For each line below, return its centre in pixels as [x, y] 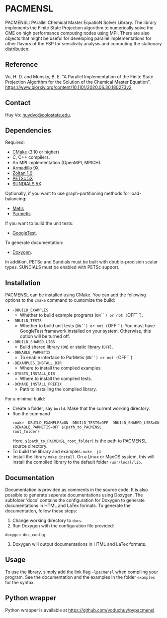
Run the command [31, 414]
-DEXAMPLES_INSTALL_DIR [37, 363]
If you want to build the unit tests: [39, 223]
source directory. [30, 446]
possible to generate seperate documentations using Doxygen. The [74, 495]
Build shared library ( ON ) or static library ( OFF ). [66, 347]
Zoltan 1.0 [22, 173]
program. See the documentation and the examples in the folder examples [80, 577]
